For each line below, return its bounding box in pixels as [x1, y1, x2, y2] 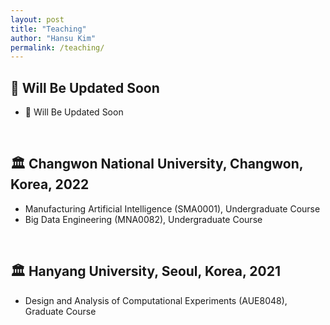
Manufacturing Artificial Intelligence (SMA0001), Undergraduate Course [24, 202, 321, 215]
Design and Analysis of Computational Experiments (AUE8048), [24, 294, 288, 306]
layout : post [10, 14, 65, 25]
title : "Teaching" [10, 24, 87, 34]
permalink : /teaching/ [10, 42, 105, 53]
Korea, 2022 [10, 176, 90, 193]
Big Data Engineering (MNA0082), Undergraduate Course [24, 213, 263, 225]
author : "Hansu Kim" [10, 33, 97, 43]
